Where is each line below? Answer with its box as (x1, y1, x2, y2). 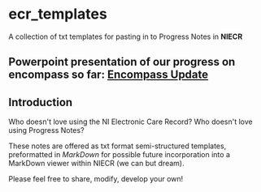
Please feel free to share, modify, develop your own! (8, 174, 184, 184)
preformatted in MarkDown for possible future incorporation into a (8, 150, 230, 160)
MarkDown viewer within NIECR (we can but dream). (8, 159, 185, 169)
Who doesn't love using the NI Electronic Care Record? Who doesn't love (8, 117, 254, 126)
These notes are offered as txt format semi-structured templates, (8, 141, 227, 151)
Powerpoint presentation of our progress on (8, 55, 236, 69)
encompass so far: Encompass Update (8, 68, 209, 82)
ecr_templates (8, 5, 107, 23)
